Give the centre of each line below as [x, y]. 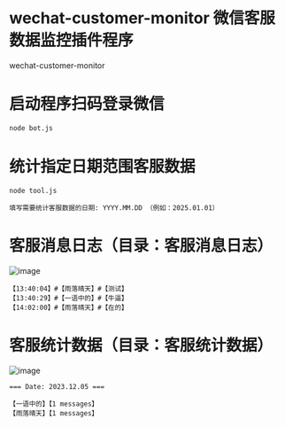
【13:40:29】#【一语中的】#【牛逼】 [69, 298]
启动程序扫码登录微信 [87, 104]
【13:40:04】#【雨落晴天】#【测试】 [69, 289]
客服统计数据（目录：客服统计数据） [141, 345]
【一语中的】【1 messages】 [54, 404]
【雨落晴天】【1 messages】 [54, 413]
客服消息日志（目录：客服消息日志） [141, 245]
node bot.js [31, 128]
